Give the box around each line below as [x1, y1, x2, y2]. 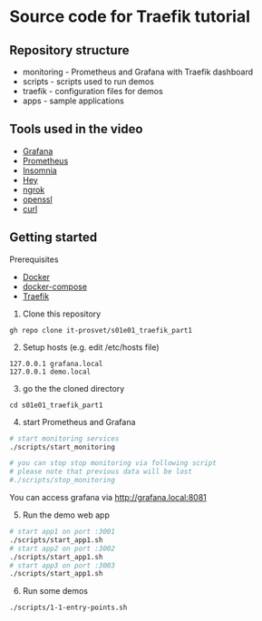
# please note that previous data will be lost [9, 467, 193, 477]
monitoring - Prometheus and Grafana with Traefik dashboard [22, 66, 254, 77]
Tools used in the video [9, 121, 143, 137]
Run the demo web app [22, 509, 111, 520]
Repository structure [9, 43, 130, 58]
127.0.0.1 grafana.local [9, 359, 103, 368]
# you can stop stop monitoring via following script [9, 459, 218, 468]
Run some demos [22, 586, 89, 597]
